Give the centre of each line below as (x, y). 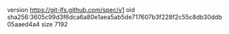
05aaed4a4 (23, 24)
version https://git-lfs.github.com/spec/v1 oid (71, 10)
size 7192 (54, 24)
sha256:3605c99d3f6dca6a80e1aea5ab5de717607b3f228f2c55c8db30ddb (115, 17)
